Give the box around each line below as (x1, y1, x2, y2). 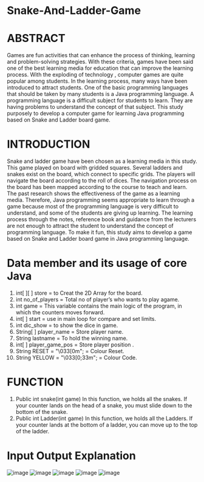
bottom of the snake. (15, 408, 68, 415)
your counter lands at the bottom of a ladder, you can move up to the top (15, 421, 198, 429)
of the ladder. (15, 427, 50, 435)
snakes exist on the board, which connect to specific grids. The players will (7, 171, 195, 178)
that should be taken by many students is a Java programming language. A (7, 91, 194, 98)
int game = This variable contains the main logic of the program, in (15, 302, 183, 309)
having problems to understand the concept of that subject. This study (7, 103, 184, 111)
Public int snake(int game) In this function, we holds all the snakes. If (15, 395, 188, 402)
